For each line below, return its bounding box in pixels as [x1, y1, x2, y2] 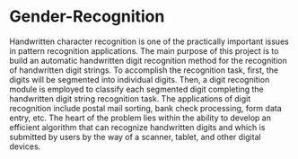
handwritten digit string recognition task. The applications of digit [9, 93, 251, 104]
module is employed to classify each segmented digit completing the [9, 84, 265, 94]
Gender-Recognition [9, 6, 165, 27]
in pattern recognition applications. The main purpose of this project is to [9, 45, 279, 56]
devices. [9, 141, 41, 152]
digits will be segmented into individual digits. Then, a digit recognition [9, 74, 270, 84]
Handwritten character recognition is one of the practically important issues [9, 36, 289, 47]
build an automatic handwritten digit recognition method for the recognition [9, 55, 287, 66]
